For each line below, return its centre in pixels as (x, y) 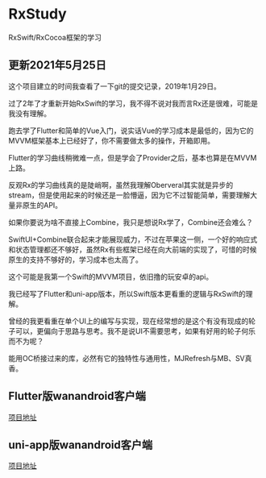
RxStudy (37, 14)
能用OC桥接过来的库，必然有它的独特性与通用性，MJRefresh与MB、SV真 (130, 358)
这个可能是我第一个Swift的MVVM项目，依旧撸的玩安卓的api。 (111, 276)
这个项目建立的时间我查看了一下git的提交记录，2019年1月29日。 (115, 86)
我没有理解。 (29, 113)
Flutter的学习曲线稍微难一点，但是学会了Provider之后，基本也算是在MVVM (133, 157)
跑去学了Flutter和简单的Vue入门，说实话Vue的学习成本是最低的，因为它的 (131, 131)
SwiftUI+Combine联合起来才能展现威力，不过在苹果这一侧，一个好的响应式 (133, 239)
